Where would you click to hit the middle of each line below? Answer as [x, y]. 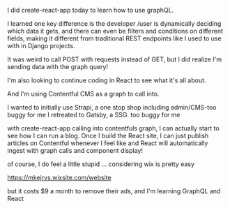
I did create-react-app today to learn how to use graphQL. [91, 10]
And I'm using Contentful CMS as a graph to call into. [83, 94]
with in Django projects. [41, 46]
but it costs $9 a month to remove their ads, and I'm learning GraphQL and [114, 191]
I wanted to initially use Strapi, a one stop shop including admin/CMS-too [112, 107]
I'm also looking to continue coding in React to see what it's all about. [107, 80]
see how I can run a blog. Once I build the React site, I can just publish [108, 136]
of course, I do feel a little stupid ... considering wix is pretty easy [101, 164]
